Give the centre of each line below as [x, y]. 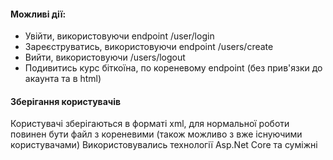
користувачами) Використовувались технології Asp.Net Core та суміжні [164, 145]
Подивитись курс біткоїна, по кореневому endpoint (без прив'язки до [173, 68]
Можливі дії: [38, 14]
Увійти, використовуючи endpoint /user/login [119, 36]
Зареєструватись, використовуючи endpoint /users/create [149, 47]
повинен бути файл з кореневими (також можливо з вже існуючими [156, 134]
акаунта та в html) [63, 79]
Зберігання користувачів [66, 101]
